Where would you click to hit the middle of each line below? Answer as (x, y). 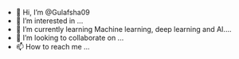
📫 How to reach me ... (53, 47)
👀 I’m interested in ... (49, 21)
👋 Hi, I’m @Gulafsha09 (53, 12)
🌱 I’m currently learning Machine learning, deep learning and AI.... (123, 29)
